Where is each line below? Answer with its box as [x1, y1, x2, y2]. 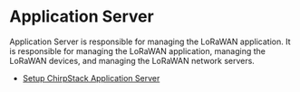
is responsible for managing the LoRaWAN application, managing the [9, 45, 266, 56]
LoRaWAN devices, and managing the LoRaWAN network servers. [9, 55, 256, 66]
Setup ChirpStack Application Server [22, 72, 160, 83]
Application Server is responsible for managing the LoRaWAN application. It [9, 36, 291, 47]
